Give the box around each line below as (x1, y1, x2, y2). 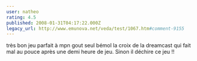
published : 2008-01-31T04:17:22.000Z (6, 20, 101, 26)
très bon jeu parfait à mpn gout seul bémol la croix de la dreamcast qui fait (6, 42, 191, 49)
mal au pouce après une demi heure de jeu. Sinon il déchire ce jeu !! (6, 48, 175, 56)
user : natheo (6, 8, 39, 15)
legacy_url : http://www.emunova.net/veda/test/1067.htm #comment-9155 (6, 25, 185, 32)
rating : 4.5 (6, 14, 36, 20)
